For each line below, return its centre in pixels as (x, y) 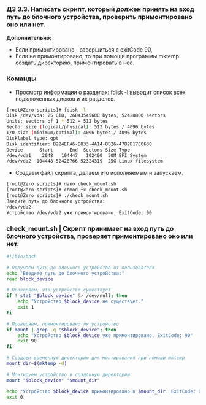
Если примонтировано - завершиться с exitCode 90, (84, 50)
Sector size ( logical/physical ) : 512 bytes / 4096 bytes (81, 127)
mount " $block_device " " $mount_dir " (53, 380)
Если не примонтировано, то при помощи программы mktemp (97, 56)
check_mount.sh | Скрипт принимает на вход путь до (90, 228)
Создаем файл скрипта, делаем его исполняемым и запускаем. (99, 173)
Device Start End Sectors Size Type (68, 150)
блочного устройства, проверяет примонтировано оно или (100, 236)
